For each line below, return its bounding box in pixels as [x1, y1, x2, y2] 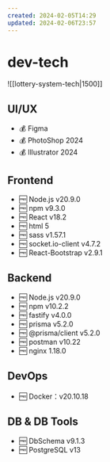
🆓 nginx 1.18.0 [18, 346, 66, 355]
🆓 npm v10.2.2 [18, 301, 69, 311]
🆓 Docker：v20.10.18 [18, 391, 89, 401]
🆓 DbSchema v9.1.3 [18, 436, 85, 445]
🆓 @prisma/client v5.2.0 [18, 328, 101, 338]
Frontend [7, 174, 54, 187]
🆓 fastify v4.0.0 [18, 310, 72, 319]
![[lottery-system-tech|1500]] [7, 79, 103, 89]
